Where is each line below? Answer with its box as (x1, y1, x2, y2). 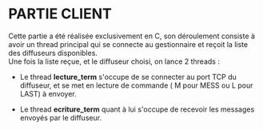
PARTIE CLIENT (8, 5, 112, 23)
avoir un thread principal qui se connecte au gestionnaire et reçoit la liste (8, 39, 249, 49)
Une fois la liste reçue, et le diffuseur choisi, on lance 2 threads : (8, 57, 220, 66)
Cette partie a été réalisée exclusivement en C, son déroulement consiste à (8, 31, 256, 41)
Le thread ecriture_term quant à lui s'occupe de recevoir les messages (19, 104, 255, 114)
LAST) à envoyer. (19, 89, 78, 98)
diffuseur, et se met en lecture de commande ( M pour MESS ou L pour (19, 81, 253, 90)
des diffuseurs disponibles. (8, 48, 98, 57)
